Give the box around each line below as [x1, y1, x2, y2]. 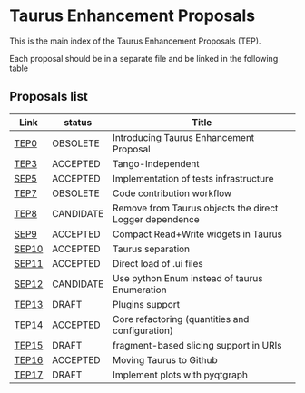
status [63, 115, 93, 128]
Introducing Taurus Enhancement [112, 131, 255, 143]
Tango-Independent [112, 157, 200, 170]
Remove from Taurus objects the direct [112, 201, 279, 214]
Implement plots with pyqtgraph [112, 368, 248, 381]
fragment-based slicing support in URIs [112, 339, 283, 351]
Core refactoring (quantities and [112, 312, 250, 325]
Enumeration [112, 283, 167, 296]
